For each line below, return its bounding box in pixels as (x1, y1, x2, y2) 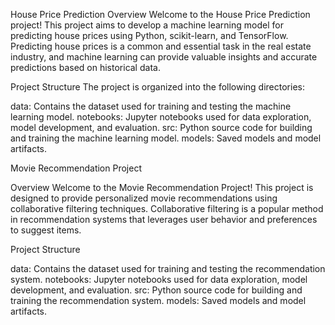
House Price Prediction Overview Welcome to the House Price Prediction (10, 9, 311, 20)
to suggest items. (10, 224, 82, 236)
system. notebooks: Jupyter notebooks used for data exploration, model (10, 274, 308, 285)
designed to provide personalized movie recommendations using (10, 192, 278, 204)
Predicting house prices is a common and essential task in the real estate (10, 40, 312, 52)
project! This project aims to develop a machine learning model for (10, 19, 284, 31)
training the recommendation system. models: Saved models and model (10, 295, 307, 306)
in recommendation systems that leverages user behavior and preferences (10, 214, 318, 225)
